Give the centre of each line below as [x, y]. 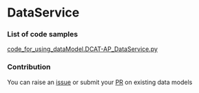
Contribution [29, 67]
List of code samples [42, 34]
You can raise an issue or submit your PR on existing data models [100, 82]
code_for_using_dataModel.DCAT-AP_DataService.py [83, 49]
